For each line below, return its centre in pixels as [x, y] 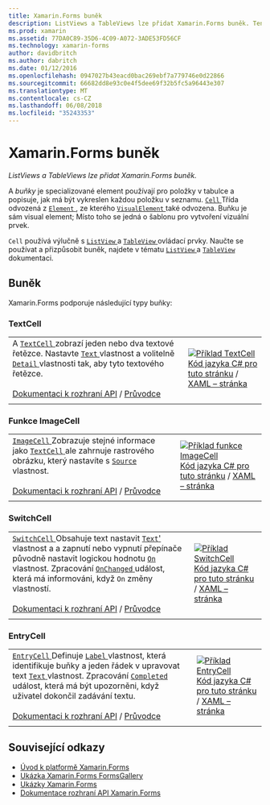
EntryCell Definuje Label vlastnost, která [89, 655]
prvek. [19, 225]
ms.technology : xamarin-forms [59, 46]
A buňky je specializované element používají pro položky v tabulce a [121, 191]
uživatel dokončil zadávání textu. [74, 695]
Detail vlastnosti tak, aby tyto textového [88, 363]
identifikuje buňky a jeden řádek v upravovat [96, 666]
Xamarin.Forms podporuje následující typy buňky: [90, 302]
